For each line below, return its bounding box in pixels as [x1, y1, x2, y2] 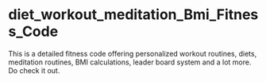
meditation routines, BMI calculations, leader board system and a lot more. [8, 57, 252, 67]
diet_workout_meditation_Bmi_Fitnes [8, 6, 259, 24]
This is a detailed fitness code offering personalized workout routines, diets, [8, 49, 257, 58]
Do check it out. [8, 65, 60, 75]
